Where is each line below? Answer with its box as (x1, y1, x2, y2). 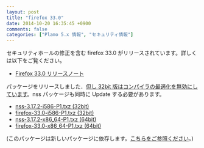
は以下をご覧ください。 (6, 57, 65, 64)
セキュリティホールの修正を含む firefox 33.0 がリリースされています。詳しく (6, 50, 197, 57)
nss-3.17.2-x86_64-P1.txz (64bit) (15, 116, 97, 123)
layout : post (6, 9, 40, 15)
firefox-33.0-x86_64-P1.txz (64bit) (15, 122, 102, 130)
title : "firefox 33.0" (6, 15, 64, 21)
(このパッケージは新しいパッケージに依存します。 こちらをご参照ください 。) (6, 135, 194, 142)
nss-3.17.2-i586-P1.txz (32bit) (15, 103, 90, 110)
